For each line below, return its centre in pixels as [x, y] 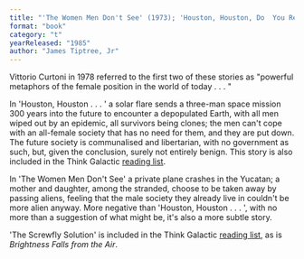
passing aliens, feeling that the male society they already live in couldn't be [149, 199]
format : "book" [38, 26]
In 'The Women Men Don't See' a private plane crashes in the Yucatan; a [145, 179]
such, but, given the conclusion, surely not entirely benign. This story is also [151, 152]
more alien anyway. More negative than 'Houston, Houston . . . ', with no [143, 208]
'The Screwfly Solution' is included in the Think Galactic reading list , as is [146, 235]
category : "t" [36, 34]
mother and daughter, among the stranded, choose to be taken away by [143, 189]
